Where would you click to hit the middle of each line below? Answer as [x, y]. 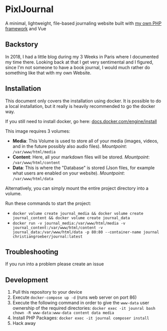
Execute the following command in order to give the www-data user [81, 303]
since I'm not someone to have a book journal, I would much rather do [78, 67]
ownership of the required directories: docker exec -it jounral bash [84, 308]
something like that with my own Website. [48, 73]
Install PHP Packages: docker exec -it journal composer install [81, 318]
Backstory [22, 45]
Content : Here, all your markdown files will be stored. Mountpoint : [81, 157]
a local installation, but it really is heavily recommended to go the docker [80, 106]
